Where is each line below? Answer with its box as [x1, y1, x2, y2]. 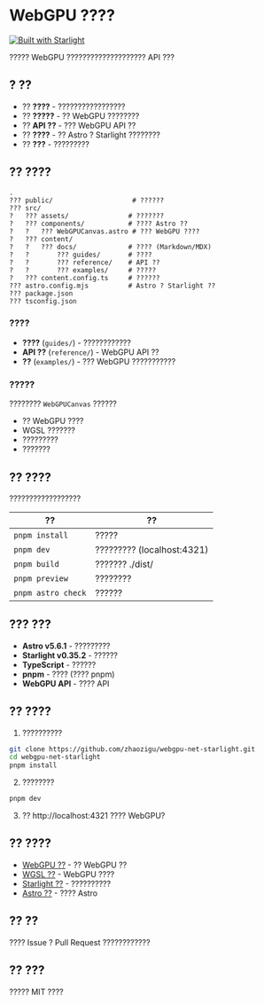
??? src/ [9, 203, 42, 213]
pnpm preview [13, 573, 69, 584]
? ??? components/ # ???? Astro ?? [9, 219, 189, 228]
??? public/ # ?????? [9, 196, 165, 205]
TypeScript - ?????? [21, 659, 97, 670]
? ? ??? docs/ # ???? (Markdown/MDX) [9, 242, 213, 251]
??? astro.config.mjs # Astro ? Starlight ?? [9, 281, 216, 290]
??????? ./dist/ [94, 558, 153, 570]
